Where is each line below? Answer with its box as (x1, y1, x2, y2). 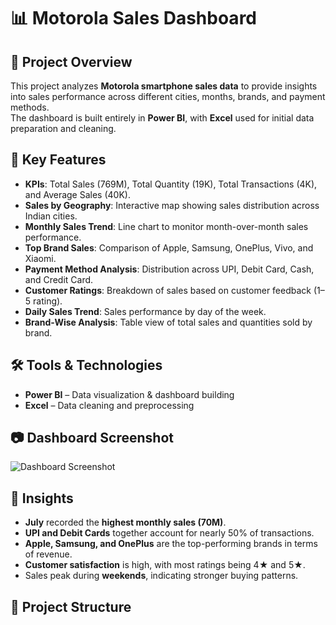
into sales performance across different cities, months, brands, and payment (10, 91, 326, 102)
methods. (10, 101, 50, 113)
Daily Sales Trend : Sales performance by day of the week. (24, 305, 267, 317)
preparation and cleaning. (10, 123, 117, 134)
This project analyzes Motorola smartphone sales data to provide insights (10, 80, 318, 92)
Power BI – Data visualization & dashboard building (24, 388, 235, 400)
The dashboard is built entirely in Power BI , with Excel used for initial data (10, 112, 315, 124)
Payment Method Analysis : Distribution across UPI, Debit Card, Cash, (24, 263, 315, 275)
